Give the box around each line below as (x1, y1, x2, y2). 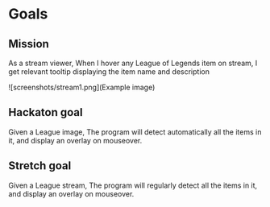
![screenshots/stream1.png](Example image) (8, 82, 156, 92)
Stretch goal (8, 159, 72, 173)
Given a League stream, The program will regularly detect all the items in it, (8, 180, 258, 190)
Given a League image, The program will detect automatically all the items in (8, 126, 262, 137)
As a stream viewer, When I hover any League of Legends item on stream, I (8, 58, 258, 68)
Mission (8, 37, 50, 51)
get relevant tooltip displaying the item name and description (8, 67, 210, 77)
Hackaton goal (8, 106, 83, 119)
